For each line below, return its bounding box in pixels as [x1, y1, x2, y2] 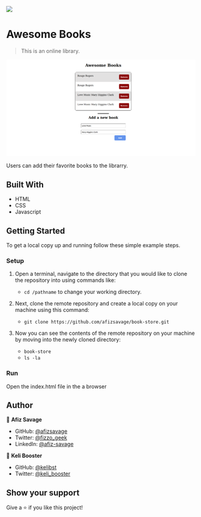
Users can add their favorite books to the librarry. [6, 162, 128, 170]
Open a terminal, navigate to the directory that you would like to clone [14, 271, 188, 278]
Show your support [6, 488, 80, 498]
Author [6, 400, 33, 410]
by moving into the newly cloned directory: [14, 336, 121, 343]
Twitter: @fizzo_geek [14, 434, 67, 441]
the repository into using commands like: [14, 277, 116, 284]
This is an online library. [20, 47, 80, 54]
